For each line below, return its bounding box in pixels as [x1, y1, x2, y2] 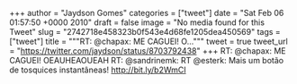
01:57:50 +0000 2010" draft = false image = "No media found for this [9, 17, 265, 28]
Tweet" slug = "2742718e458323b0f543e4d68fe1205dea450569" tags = [9, 27, 281, 37]
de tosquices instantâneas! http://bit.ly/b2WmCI [9, 64, 186, 75]
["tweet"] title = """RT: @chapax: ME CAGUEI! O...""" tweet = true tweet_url [9, 36, 288, 46]
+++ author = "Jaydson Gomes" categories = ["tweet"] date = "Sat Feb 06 [9, 8, 284, 18]
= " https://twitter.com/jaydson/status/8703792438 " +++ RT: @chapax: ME [9, 46, 286, 56]
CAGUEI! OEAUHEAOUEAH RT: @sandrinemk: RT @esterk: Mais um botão [9, 55, 284, 65]
